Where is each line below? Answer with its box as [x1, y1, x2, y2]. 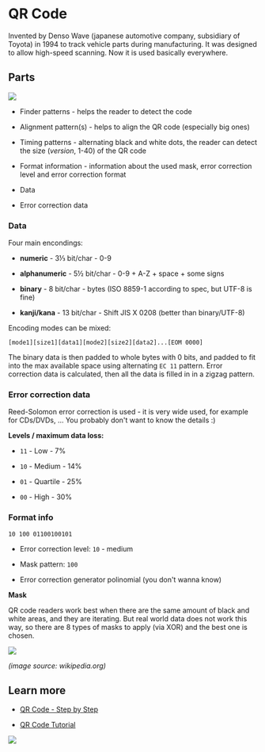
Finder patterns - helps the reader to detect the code [19, 106, 192, 116]
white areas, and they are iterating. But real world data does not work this [8, 613, 248, 623]
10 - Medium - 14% [19, 461, 82, 471]
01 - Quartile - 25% [19, 477, 83, 487]
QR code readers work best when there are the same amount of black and [8, 605, 250, 615]
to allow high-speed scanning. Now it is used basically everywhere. [8, 48, 229, 57]
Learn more [8, 684, 66, 697]
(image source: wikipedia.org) [8, 661, 107, 670]
